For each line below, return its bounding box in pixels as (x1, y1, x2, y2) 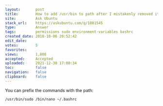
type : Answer (5, 25, 49, 30)
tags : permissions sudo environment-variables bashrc (5, 29, 133, 34)
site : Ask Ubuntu (5, 16, 57, 21)
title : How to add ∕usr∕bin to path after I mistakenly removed (5, 12, 153, 16)
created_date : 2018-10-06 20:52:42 (5, 34, 77, 39)
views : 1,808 (5, 52, 47, 57)
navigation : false (5, 70, 47, 75)
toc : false (5, 66, 47, 70)
